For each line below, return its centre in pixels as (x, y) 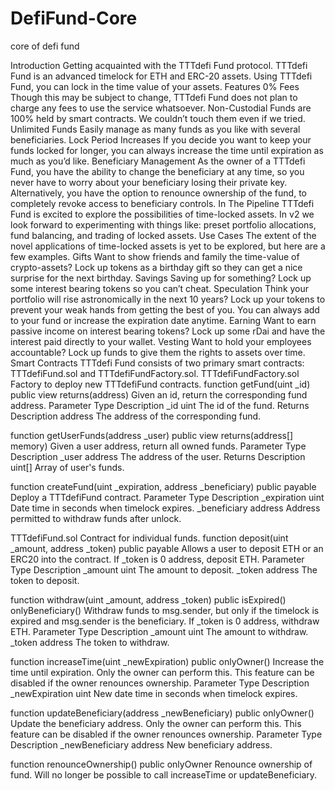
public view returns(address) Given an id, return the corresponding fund (159, 394)
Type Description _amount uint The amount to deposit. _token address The (164, 569)
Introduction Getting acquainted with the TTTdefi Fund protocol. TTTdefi (159, 65)
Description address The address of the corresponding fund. (136, 416)
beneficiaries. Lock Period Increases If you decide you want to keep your (161, 139)
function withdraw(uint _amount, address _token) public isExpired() (148, 599)
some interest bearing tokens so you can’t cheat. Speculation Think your (160, 288)
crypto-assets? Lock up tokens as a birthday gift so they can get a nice (156, 267)
